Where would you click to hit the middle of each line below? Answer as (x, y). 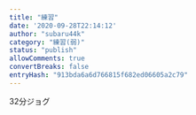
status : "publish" (43, 50)
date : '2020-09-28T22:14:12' (63, 26)
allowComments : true (47, 58)
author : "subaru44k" (47, 34)
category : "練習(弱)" (47, 42)
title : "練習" (34, 17)
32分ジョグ (30, 101)
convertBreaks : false (49, 67)
